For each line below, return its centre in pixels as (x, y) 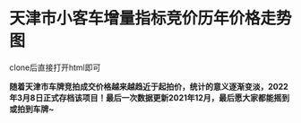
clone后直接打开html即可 (55, 67)
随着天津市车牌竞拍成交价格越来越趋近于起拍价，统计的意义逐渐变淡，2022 (149, 86)
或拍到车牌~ (32, 109)
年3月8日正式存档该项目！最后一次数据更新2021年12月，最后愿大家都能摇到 (150, 97)
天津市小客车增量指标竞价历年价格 (135, 18)
